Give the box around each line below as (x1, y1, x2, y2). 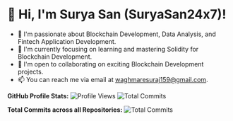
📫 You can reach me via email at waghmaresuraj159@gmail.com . (17, 75, 208, 83)
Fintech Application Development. (17, 37, 116, 45)
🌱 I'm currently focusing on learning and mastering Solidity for (17, 45, 199, 53)
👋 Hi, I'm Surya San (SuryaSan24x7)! (7, 6, 227, 23)
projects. (17, 67, 44, 76)
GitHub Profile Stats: (7, 91, 69, 100)
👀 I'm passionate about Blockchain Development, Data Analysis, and (17, 30, 217, 38)
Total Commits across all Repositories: (7, 105, 123, 114)
